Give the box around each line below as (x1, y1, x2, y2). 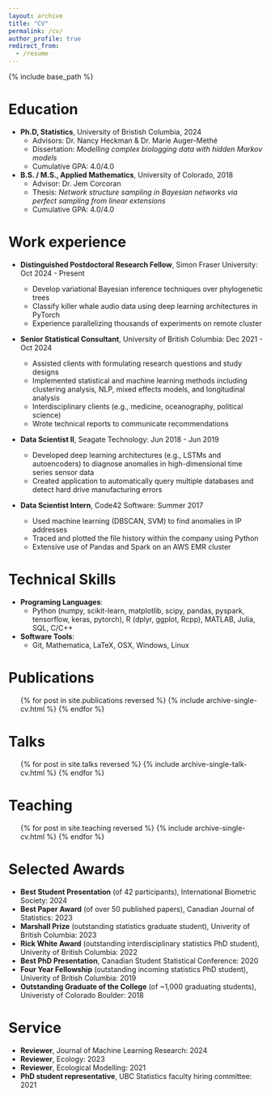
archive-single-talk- (180, 759, 248, 768)
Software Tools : (19, 631, 75, 641)
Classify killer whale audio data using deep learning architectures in (32, 301, 258, 310)
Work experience (8, 233, 127, 251)
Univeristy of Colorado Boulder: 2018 (19, 990, 144, 1000)
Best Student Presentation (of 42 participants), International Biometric (19, 887, 257, 897)
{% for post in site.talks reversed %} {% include (19, 759, 180, 768)
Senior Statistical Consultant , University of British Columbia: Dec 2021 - (19, 334, 263, 344)
